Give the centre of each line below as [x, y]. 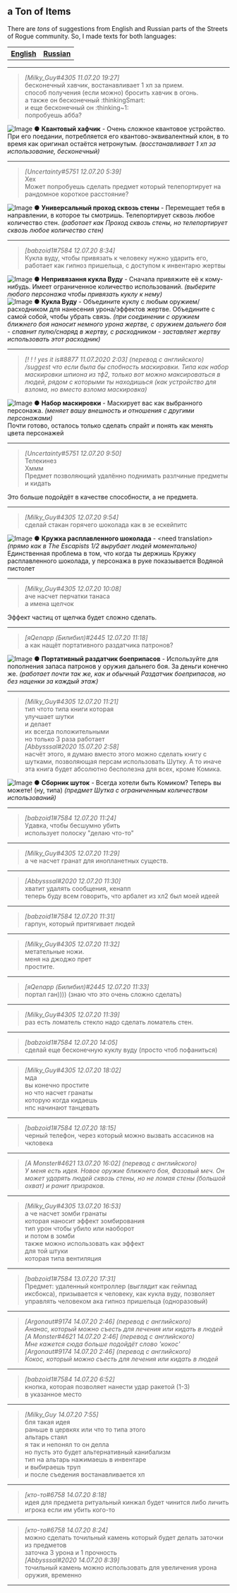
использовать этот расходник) [54, 339]
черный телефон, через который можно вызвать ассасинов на [119, 1135]
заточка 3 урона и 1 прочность [71, 1552]
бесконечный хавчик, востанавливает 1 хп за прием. [104, 85]
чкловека [39, 1143]
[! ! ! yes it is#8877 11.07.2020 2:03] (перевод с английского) [114, 359]
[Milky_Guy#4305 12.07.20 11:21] [71, 701]
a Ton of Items [39, 12]
